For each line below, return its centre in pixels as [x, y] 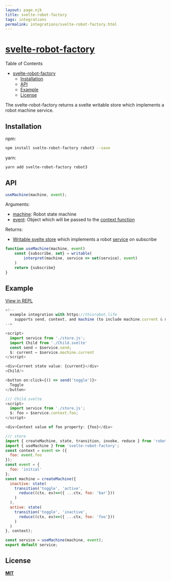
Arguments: [18, 204]
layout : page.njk [24, 10]
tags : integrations [26, 19]
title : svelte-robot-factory [36, 15]
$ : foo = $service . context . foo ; [44, 413]
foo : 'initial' [26, 469]
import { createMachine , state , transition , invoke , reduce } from [78, 441]
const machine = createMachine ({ [41, 479]
